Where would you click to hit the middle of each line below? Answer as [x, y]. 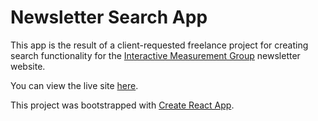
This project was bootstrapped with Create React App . [122, 105]
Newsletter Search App [109, 17]
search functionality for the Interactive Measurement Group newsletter [155, 55]
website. [28, 66]
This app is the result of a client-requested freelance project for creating [159, 45]
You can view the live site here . [74, 85]
